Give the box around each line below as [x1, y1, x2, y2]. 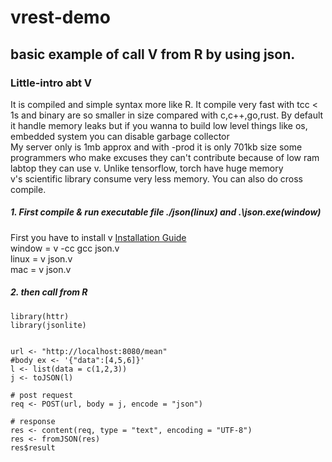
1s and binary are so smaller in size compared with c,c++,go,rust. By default [10, 109, 324, 121]
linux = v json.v [10, 252, 73, 265]
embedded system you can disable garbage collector [10, 130, 230, 142]
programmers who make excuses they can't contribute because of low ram [10, 151, 320, 163]
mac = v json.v [10, 263, 72, 275]
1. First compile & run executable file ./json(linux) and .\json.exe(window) [10, 206, 322, 218]
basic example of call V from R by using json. [10, 46, 296, 63]
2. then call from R [10, 286, 88, 298]
